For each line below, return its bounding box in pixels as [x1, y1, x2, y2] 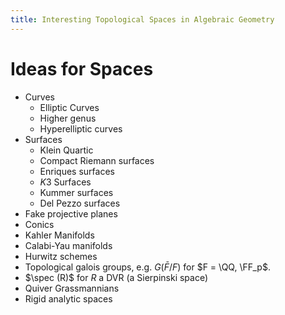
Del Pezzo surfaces [39, 197, 121, 209]
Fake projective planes [24, 207, 118, 220]
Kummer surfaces [39, 186, 114, 198]
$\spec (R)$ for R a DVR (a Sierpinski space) [24, 271, 209, 283]
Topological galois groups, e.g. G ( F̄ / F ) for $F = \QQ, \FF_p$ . [24, 261, 271, 273]
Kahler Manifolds [24, 229, 95, 241]
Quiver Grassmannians [24, 282, 120, 294]
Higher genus [39, 112, 97, 124]
